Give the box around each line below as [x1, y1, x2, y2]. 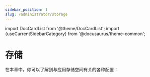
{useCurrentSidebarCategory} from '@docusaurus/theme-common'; [5, 31, 146, 37]
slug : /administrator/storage [5, 12, 68, 17]
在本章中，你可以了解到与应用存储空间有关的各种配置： [5, 67, 118, 73]
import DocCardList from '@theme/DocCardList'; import [5, 25, 120, 31]
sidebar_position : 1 [5, 7, 48, 12]
